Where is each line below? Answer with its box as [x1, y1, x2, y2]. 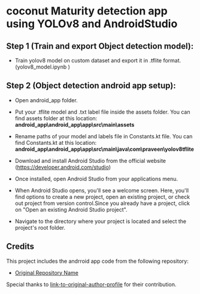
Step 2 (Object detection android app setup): [6, 81, 177, 91]
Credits [6, 242, 35, 252]
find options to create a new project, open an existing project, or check [14, 193, 190, 200]
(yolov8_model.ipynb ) [14, 63, 71, 70]
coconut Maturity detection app [6, 4, 168, 18]
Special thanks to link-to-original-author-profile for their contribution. [6, 281, 177, 288]
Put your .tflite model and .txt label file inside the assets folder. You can [14, 108, 190, 115]
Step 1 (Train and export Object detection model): [6, 41, 194, 51]
